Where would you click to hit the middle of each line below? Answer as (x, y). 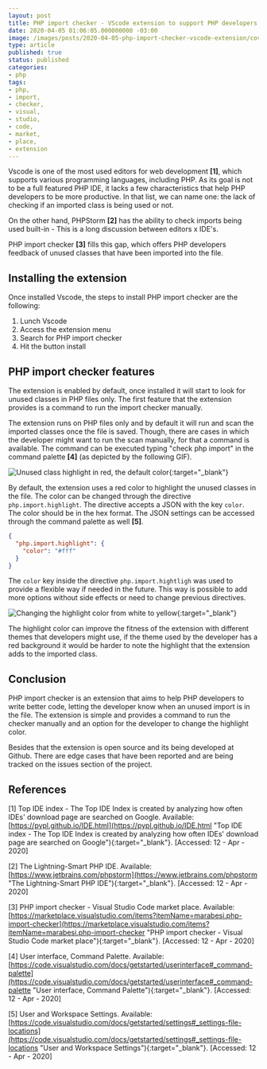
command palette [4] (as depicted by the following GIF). (100, 457)
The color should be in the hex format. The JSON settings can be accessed (132, 513)
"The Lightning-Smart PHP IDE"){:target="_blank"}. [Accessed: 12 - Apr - (128, 883)
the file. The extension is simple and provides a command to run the (119, 715)
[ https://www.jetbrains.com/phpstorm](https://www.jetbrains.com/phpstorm (133, 875)
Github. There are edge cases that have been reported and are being (121, 756)
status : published (39, 60)
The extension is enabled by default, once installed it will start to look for (127, 390)
